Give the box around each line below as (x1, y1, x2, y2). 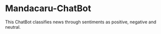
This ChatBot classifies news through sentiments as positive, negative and (5, 19, 157, 25)
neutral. (5, 24, 21, 30)
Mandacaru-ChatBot (5, 3, 91, 14)
